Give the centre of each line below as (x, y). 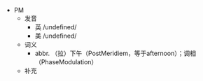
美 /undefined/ (56, 36)
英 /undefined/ (56, 27)
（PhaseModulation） (66, 62)
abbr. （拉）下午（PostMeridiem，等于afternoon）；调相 (115, 53)
